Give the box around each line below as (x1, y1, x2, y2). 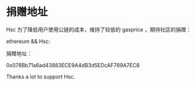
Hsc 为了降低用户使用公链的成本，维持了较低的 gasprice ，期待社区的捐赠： (6, 26, 191, 33)
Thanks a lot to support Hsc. (6, 73, 76, 80)
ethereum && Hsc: (6, 38, 50, 45)
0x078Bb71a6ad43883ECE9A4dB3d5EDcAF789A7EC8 (6, 61, 140, 68)
